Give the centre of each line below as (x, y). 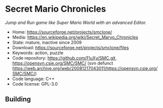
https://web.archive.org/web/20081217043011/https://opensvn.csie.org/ (85, 68)
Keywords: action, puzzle (38, 53)
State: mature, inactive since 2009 (47, 42)
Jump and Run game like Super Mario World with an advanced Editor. (76, 22)
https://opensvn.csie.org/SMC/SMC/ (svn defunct (63, 63)
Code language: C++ (33, 79)
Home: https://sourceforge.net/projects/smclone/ (62, 32)
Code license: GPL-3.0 (35, 84)
